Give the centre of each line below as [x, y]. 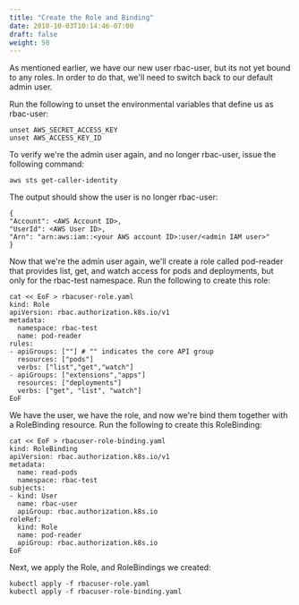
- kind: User [34, 496]
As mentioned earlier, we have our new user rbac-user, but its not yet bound [150, 68]
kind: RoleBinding [43, 449]
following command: [47, 164]
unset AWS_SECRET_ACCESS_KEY [64, 131]
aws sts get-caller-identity [64, 181]
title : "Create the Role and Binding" [81, 17]
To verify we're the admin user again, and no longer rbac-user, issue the [143, 155]
